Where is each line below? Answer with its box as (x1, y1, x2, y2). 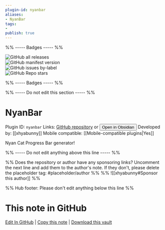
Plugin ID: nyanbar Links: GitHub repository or (5, 124, 98, 130)
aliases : (5, 12, 23, 17)
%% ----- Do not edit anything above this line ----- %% (5, 149, 120, 155)
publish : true (5, 31, 35, 36)
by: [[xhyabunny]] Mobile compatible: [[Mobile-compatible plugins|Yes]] (5, 130, 154, 136)
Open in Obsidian (101, 124, 134, 130)
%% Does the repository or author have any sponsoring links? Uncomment (5, 159, 159, 165)
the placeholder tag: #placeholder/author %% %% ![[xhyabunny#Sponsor (5, 170, 158, 176)
